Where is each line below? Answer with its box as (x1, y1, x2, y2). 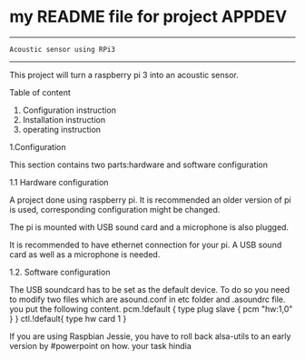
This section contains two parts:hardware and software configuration (9, 159, 269, 170)
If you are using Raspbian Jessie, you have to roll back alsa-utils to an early (9, 330, 291, 342)
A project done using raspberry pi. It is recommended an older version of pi (9, 194, 292, 205)
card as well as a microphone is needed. (9, 248, 161, 260)
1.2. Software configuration (9, 266, 111, 277)
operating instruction (22, 124, 102, 135)
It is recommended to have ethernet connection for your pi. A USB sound (9, 239, 282, 250)
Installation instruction (22, 114, 106, 125)
